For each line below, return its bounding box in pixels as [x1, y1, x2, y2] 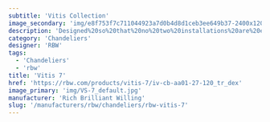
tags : [8, 49, 27, 57]
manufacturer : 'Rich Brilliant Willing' [8, 94, 146, 102]
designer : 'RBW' [8, 42, 63, 50]
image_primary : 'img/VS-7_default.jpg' [8, 86, 142, 95]
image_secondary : [8, 19, 67, 27]
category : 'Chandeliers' [8, 34, 92, 43]
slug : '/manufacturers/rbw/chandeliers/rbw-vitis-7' [8, 101, 189, 109]
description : [8, 26, 52, 35]
